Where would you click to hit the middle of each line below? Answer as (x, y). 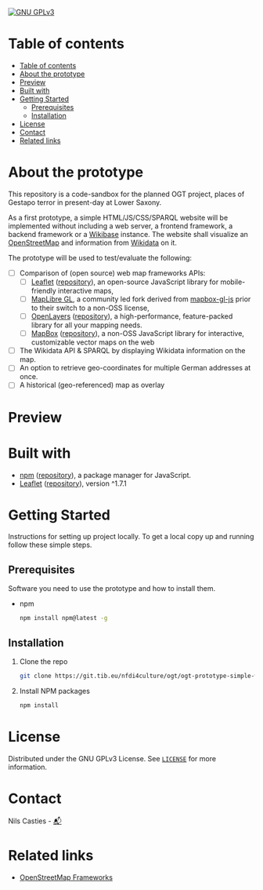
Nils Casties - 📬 (35, 821)
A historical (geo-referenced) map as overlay (92, 385)
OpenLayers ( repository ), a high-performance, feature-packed (132, 316)
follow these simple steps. (50, 545)
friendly (43, 291)
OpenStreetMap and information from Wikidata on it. (93, 243)
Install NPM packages (54, 691)
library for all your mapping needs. (86, 325)
